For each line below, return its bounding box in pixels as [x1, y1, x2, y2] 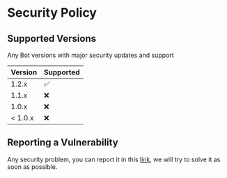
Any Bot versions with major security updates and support [7, 51, 174, 59]
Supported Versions [7, 33, 96, 44]
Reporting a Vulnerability [7, 137, 118, 149]
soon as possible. [7, 162, 58, 171]
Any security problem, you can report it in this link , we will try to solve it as [7, 155, 221, 163]
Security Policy [7, 5, 97, 21]
